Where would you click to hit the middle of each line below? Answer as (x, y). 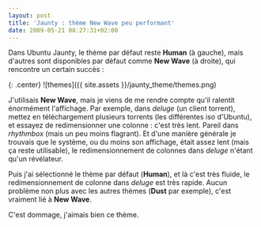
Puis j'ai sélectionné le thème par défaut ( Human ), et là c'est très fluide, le (129, 174)
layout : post (30, 15)
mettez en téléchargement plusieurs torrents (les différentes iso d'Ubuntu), (130, 117)
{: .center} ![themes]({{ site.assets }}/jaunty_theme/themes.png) (112, 85)
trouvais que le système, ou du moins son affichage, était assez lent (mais (129, 142)
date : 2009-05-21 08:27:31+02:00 (63, 30)
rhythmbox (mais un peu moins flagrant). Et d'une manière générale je (122, 134)
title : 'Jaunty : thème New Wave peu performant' (92, 23)
